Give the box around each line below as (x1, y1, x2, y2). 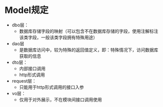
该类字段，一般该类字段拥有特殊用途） (19, 34, 98, 40)
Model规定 (4, 4, 49, 16)
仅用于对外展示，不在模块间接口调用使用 (19, 97, 102, 103)
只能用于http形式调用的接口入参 (19, 84, 84, 90)
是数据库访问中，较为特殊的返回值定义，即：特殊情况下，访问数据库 (19, 47, 159, 53)
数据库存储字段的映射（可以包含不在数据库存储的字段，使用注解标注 (19, 28, 159, 34)
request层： (11, 78, 37, 84)
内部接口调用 (19, 65, 46, 71)
